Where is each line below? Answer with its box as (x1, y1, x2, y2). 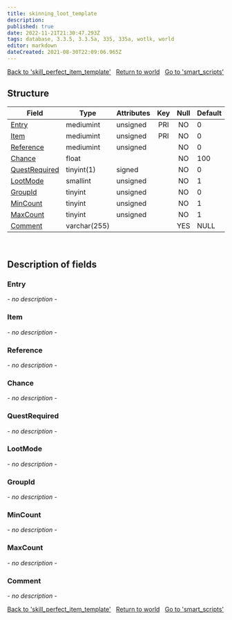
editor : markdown (7, 42, 57, 49)
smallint (66, 176, 91, 185)
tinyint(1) (66, 165, 96, 174)
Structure (7, 88, 50, 100)
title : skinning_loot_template (7, 10, 97, 17)
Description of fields (7, 259, 97, 270)
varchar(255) (66, 220, 110, 230)
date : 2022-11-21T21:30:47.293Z (7, 29, 100, 37)
